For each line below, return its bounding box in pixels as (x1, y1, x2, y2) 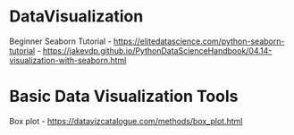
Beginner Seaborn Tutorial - (9, 36, 112, 46)
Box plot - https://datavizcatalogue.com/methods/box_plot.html (9, 115, 243, 126)
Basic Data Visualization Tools (9, 87, 239, 106)
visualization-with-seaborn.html (9, 55, 127, 65)
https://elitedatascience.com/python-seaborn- (113, 36, 285, 46)
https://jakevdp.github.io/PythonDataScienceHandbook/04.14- (43, 45, 273, 55)
